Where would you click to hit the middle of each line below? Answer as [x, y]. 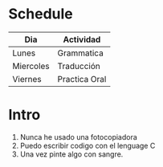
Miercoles [31, 66]
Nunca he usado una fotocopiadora [79, 136]
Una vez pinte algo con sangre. [71, 154]
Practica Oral [82, 79]
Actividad [82, 39]
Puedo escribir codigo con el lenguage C [88, 145]
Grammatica [81, 53]
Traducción [79, 66]
